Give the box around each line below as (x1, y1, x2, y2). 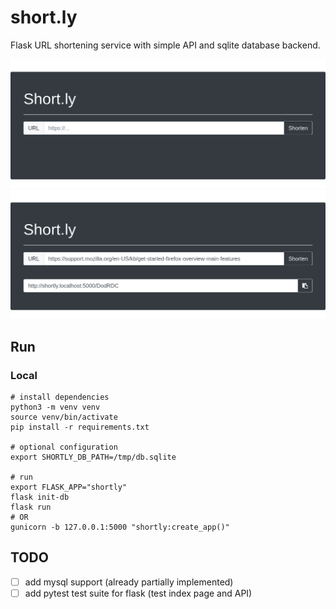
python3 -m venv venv (10, 402, 101, 413)
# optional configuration (10, 442, 118, 453)
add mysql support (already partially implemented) (24, 576, 234, 588)
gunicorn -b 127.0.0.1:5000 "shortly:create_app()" (10, 522, 230, 533)
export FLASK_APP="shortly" (10, 482, 128, 493)
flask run (10, 502, 52, 513)
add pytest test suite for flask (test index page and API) (24, 587, 253, 599)
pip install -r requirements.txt (10, 422, 150, 433)
